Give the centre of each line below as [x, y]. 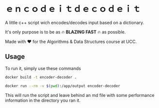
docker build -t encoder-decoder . [41, 77]
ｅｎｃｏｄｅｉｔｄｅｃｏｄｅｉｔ [73, 9]
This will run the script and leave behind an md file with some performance [80, 95]
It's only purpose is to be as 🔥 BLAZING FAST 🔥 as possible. [65, 32]
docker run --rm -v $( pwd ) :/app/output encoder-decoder [63, 86]
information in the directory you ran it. [43, 100]
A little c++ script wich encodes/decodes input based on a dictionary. [75, 22]
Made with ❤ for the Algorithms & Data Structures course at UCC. [71, 41]
